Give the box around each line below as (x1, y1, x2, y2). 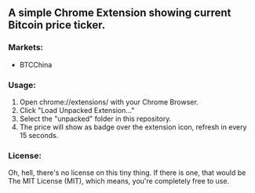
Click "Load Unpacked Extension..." (19, 105, 135, 115)
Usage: (8, 79, 37, 90)
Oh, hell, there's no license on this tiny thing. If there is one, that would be (8, 168, 246, 177)
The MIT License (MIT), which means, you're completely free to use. (8, 177, 230, 186)
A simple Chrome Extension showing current (8, 6, 231, 20)
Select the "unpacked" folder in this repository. (19, 114, 172, 123)
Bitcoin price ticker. (8, 19, 106, 32)
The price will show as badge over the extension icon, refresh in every (19, 122, 247, 132)
